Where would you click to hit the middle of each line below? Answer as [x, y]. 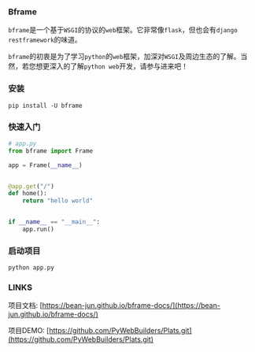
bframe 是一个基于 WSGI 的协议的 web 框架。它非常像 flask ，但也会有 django [123, 30]
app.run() [39, 230]
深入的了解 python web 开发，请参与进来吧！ [119, 66]
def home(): [28, 194]
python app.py [31, 268]
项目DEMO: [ [29, 331]
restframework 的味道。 [45, 40]
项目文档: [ [26, 306]
